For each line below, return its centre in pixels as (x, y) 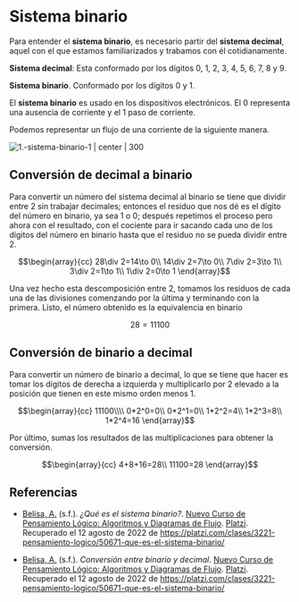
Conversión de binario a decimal (101, 353)
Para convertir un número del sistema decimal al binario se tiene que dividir (148, 196)
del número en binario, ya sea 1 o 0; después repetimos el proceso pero (141, 216)
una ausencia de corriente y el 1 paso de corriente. (103, 112)
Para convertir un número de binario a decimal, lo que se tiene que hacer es (149, 374)
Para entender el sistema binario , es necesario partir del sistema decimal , (146, 41)
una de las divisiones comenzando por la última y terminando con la (134, 298)
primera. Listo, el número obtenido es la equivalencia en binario (126, 307)
